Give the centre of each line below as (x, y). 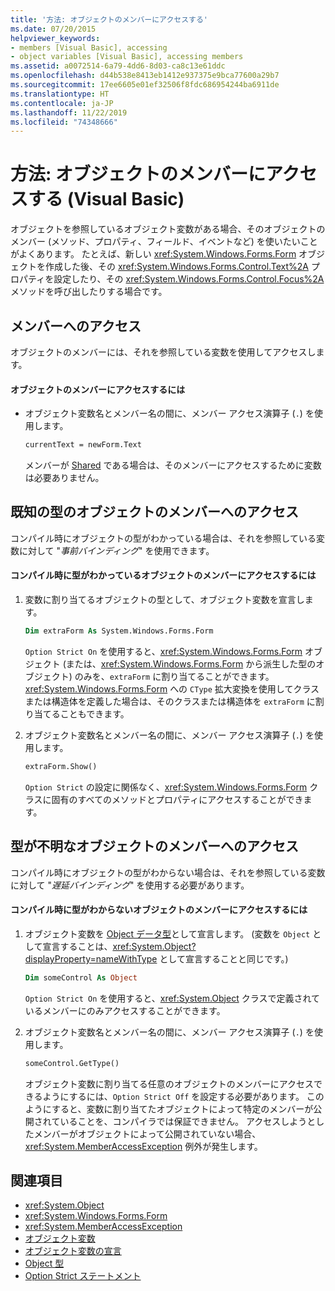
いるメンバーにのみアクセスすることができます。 (125, 1010)
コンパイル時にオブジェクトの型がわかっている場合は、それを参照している (163, 538)
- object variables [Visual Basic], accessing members (127, 57)
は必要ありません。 (64, 478)
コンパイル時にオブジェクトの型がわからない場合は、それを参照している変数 (168, 872)
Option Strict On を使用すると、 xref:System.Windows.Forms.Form (163, 651)
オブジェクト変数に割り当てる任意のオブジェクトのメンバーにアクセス (169, 1083)
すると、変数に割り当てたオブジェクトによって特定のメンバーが (182, 1108)
